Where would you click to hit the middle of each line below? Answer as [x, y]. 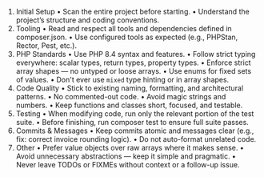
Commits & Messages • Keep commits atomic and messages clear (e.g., [135, 131]
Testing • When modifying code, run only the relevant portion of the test [135, 114]
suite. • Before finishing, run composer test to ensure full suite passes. [132, 122]
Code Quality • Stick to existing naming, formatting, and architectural [130, 88]
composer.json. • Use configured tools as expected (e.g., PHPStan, [127, 37]
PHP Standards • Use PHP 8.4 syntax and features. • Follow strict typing [136, 54]
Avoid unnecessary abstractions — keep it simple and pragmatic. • [126, 156]
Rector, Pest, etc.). [46, 46]
